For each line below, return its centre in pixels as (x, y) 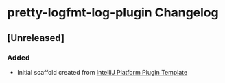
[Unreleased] (36, 38)
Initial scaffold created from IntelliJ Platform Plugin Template (102, 72)
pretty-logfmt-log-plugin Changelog (113, 13)
